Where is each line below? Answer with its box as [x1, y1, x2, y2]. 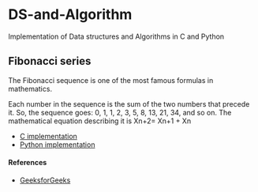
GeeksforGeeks [19, 175, 71, 185]
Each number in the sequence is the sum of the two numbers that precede [8, 99, 250, 108]
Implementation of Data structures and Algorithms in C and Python [8, 32, 225, 41]
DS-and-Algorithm [8, 6, 133, 24]
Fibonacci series [8, 55, 92, 68]
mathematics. [8, 84, 53, 93]
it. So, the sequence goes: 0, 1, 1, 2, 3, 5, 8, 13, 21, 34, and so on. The [8, 107, 232, 117]
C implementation [19, 131, 77, 141]
